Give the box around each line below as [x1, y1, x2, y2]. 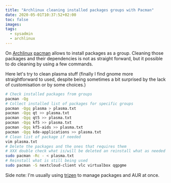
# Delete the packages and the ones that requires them [5, 144, 127, 149]
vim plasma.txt [5, 139, 38, 144]
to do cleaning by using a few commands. [5, 61, 93, 67]
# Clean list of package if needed [5, 134, 81, 140]
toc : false [5, 17, 29, 22]
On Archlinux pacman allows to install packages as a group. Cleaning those [5, 50, 164, 56]
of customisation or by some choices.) [5, 81, 86, 87]
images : [5, 21, 22, 27]
